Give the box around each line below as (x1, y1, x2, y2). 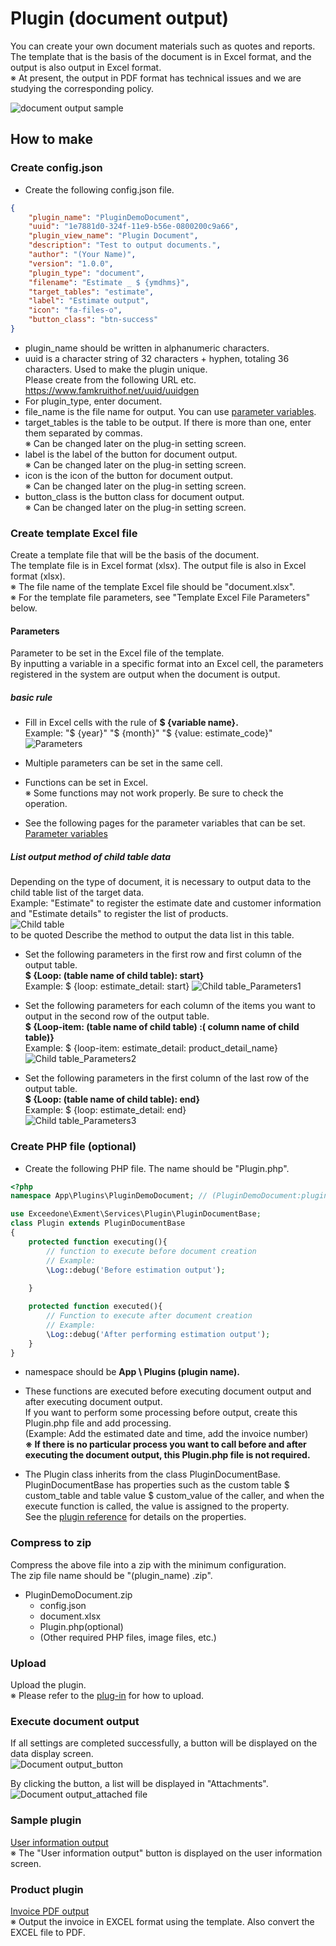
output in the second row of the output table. (24, 1010, 210, 1022)
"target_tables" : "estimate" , (28, 287, 155, 297)
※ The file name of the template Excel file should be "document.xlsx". (10, 581, 296, 593)
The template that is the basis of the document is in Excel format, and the (10, 50, 312, 62)
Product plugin (10, 1882, 84, 1896)
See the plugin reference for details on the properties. (24, 1511, 247, 1523)
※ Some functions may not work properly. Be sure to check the (24, 787, 284, 799)
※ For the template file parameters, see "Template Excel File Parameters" (10, 592, 311, 604)
